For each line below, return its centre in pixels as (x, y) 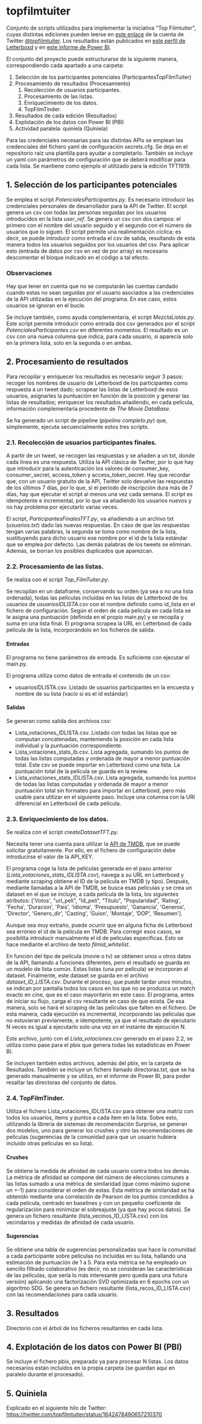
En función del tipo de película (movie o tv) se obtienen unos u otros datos (99, 956)
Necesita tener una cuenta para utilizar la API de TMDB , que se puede (93, 844)
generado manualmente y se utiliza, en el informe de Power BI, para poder (99, 1076)
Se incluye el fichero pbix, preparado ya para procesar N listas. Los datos (97, 1362)
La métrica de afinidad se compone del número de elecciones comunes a (97, 1177)
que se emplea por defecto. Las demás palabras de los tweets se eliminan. (99, 544)
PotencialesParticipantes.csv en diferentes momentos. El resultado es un (97, 330)
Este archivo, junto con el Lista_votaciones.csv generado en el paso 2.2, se (99, 1039)
